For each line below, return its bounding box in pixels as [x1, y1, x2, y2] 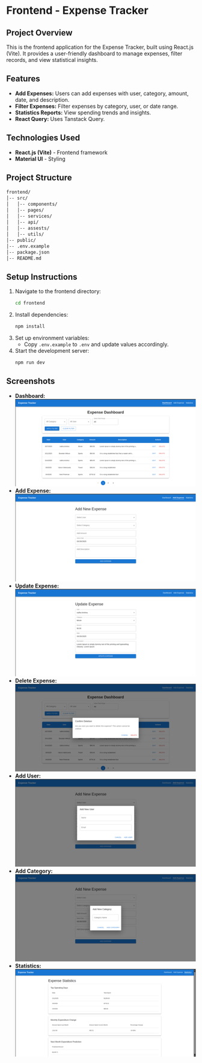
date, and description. [14, 96, 70, 103]
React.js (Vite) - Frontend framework [14, 149, 108, 156]
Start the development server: [14, 347, 90, 354]
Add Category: [14, 867, 53, 875]
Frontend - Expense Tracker [6, 4, 148, 17]
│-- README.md [6, 255, 42, 262]
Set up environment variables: [14, 335, 90, 341]
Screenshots [6, 376, 55, 386]
